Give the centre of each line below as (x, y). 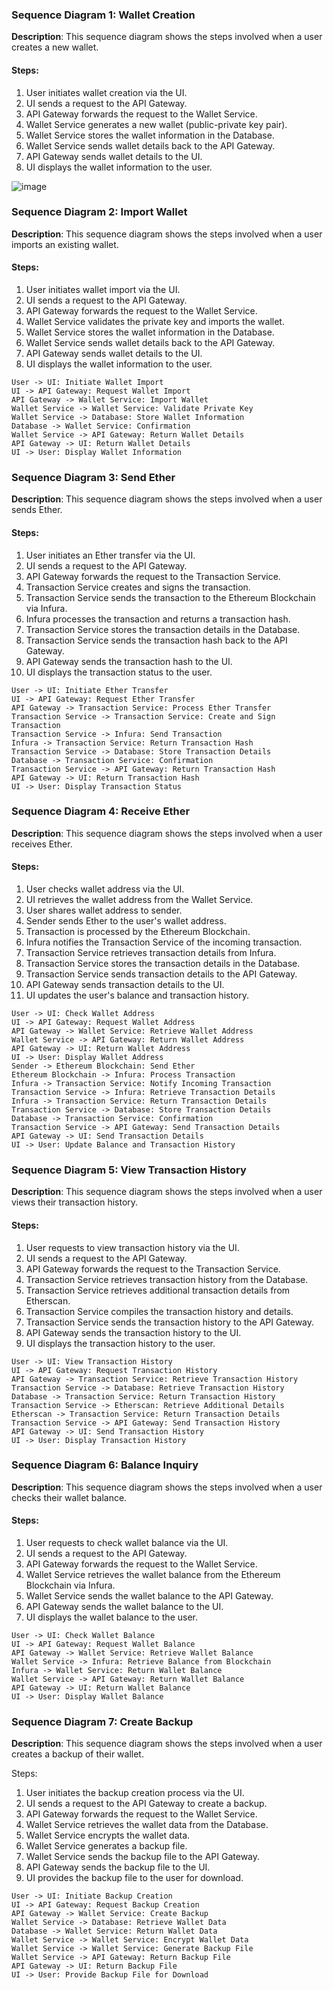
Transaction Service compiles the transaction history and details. (159, 1311)
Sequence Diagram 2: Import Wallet (99, 212)
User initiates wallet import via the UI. (103, 289)
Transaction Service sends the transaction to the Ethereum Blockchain (170, 597)
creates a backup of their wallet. (77, 1754)
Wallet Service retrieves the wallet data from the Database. (147, 1825)
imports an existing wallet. (65, 244)
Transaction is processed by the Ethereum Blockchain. (138, 931)
